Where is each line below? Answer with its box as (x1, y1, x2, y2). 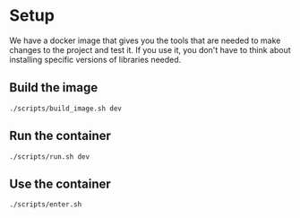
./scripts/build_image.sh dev (9, 104, 123, 113)
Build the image (9, 80, 99, 95)
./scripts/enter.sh (9, 200, 82, 209)
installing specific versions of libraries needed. (9, 54, 182, 65)
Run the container (9, 128, 112, 144)
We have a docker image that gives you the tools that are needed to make (9, 35, 281, 46)
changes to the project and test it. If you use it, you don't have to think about (9, 44, 291, 55)
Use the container (9, 176, 112, 191)
